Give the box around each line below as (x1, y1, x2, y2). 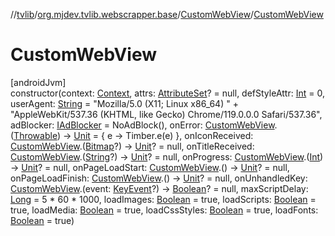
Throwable (13, 129, 58, 141)
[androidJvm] (10, 76, 67, 88)
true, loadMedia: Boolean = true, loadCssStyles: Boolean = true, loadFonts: (10, 204, 319, 216)
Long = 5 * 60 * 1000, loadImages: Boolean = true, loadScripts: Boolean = (10, 193, 317, 205)
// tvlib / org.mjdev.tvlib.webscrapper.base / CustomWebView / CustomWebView (10, 9, 324, 20)
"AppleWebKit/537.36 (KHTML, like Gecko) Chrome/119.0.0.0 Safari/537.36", (10, 108, 323, 120)
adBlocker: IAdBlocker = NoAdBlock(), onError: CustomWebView (10, 119, 275, 131)
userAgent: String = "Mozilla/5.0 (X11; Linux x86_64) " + (10, 97, 239, 109)
